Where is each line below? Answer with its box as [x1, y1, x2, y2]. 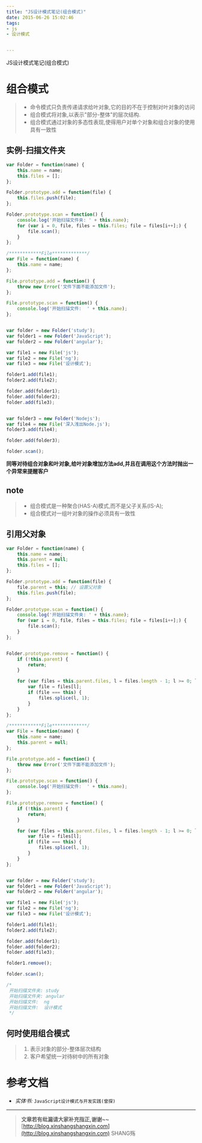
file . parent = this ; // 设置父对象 [17, 584, 102, 590]
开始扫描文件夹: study [8, 988, 60, 994]
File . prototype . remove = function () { [6, 800, 103, 806]
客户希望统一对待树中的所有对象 [29, 1053, 109, 1060]
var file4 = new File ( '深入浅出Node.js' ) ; [6, 421, 111, 427]
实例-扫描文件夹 [6, 145, 66, 155]
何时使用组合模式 [6, 1028, 70, 1038]
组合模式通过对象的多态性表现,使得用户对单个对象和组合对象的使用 [29, 119, 195, 126]
